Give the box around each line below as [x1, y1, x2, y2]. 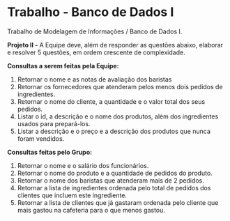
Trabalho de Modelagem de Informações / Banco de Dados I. [7, 27, 183, 36]
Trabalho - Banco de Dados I [7, 4, 174, 20]
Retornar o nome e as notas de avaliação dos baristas [17, 75, 172, 84]
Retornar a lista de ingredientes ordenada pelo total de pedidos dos [17, 183, 211, 192]
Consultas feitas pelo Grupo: [7, 148, 93, 156]
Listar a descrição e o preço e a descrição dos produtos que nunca [17, 127, 211, 135]
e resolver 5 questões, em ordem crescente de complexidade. [7, 48, 186, 56]
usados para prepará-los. [17, 119, 91, 128]
